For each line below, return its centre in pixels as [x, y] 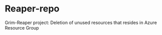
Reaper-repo [32, 9]
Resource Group [22, 27]
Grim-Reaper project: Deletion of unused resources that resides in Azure [81, 22]
